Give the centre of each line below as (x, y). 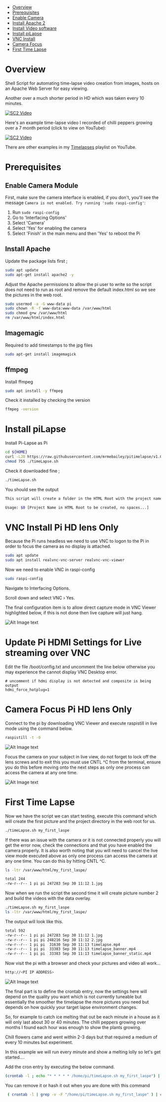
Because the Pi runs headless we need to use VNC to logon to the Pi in (77, 541)
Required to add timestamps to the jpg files (49, 345)
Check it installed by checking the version (48, 400)
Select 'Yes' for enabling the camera (49, 228)
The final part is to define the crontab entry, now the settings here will (76, 992)
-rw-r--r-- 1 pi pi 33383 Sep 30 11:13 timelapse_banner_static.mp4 (78, 954)
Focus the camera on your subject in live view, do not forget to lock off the (81, 756)
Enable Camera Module (42, 185)
